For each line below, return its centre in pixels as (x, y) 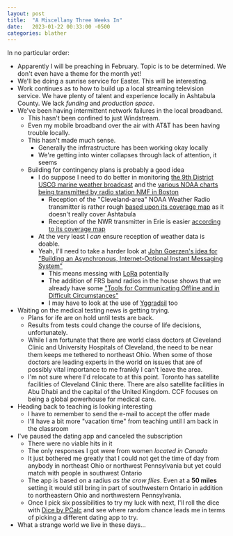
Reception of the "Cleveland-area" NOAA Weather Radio (129, 200)
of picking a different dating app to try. (83, 518)
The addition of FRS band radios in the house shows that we (135, 281)
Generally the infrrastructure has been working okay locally (123, 148)
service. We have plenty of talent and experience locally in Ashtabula (116, 96)
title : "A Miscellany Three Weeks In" (65, 20)
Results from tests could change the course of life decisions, (114, 325)
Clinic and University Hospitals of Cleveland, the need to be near (120, 347)
